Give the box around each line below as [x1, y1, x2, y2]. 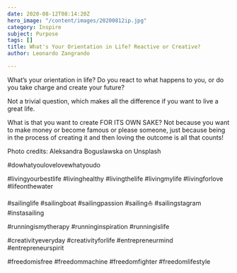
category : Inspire [7, 23, 62, 30]
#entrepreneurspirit [7, 243, 64, 252]
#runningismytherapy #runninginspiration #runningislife [7, 222, 170, 230]
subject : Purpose [7, 30, 59, 38]
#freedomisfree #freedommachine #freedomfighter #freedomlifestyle [7, 257, 211, 266]
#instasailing [7, 208, 45, 217]
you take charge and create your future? [7, 83, 125, 91]
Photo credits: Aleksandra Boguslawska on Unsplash [7, 147, 161, 155]
